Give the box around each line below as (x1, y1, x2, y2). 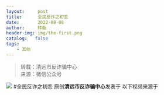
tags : (6, 41, 19, 47)
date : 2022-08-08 (6, 19, 64, 25)
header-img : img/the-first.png (6, 30, 83, 36)
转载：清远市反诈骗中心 (20, 63, 77, 70)
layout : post (6, 8, 49, 15)
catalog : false (6, 36, 49, 41)
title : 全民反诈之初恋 (6, 14, 69, 20)
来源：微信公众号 (20, 71, 62, 78)
